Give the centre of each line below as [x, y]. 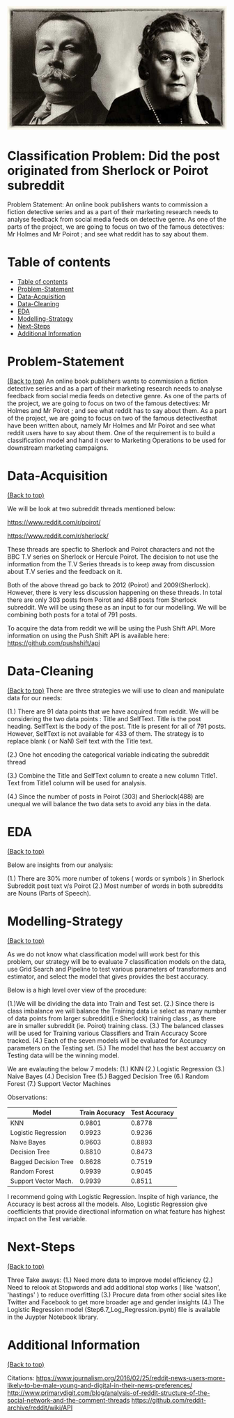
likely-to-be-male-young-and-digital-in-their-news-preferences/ [100, 1385]
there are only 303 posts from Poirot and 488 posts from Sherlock [102, 600]
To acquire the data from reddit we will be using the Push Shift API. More [111, 628]
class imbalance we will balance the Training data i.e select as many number [117, 1011]
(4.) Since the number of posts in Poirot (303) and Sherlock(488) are [106, 797]
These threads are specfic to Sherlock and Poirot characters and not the [111, 550]
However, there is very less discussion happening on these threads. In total [115, 593]
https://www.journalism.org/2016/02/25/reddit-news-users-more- [131, 1378]
